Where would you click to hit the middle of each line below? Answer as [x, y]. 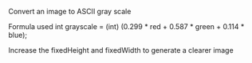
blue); [18, 35]
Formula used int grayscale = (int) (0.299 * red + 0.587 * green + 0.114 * [126, 26]
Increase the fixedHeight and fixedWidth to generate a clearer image [121, 50]
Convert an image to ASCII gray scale [70, 11]
